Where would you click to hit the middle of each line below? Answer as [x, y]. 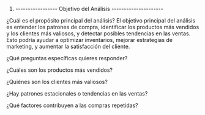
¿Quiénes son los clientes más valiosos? [57, 82]
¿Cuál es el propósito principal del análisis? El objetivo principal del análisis [101, 20]
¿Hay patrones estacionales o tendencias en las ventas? [77, 93]
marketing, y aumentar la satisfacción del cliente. [68, 46]
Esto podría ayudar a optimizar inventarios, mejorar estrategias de [90, 40]
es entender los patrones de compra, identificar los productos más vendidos [103, 27]
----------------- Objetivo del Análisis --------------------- [89, 9]
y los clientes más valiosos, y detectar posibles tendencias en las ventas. [99, 33]
